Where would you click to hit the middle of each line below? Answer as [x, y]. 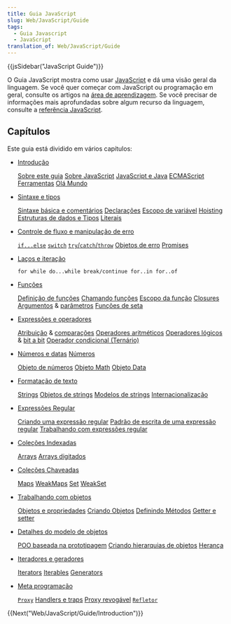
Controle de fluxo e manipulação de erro [76, 231]
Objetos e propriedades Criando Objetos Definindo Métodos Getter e [117, 510]
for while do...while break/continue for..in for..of [97, 271]
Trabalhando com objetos [54, 497]
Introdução [33, 162]
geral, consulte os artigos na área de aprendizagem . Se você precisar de [112, 95]
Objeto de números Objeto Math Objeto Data [82, 367]
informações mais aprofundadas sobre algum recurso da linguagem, [106, 102]
